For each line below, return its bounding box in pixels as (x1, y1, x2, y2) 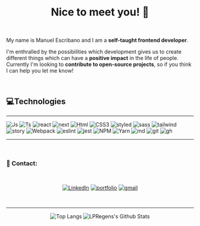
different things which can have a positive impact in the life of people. (6, 54, 179, 61)
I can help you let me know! (6, 67, 74, 74)
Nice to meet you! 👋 (51, 5, 149, 19)
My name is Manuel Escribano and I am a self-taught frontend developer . (6, 36, 189, 43)
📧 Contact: (6, 159, 37, 167)
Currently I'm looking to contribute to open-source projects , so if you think (6, 61, 192, 68)
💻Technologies (6, 96, 66, 106)
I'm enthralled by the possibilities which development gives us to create (6, 48, 182, 55)
